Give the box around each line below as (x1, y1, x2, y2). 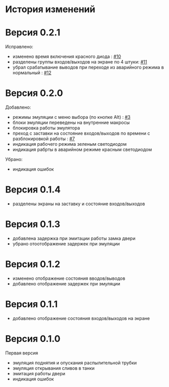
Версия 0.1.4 (5, 184, 61, 196)
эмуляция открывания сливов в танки (12, 365, 95, 371)
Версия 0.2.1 (5, 27, 61, 39)
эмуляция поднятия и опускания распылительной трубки (12, 360, 137, 366)
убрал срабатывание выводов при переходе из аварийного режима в (12, 64, 164, 71)
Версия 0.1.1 (5, 299, 58, 310)
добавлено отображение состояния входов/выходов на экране (12, 315, 150, 321)
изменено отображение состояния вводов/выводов (12, 275, 125, 281)
